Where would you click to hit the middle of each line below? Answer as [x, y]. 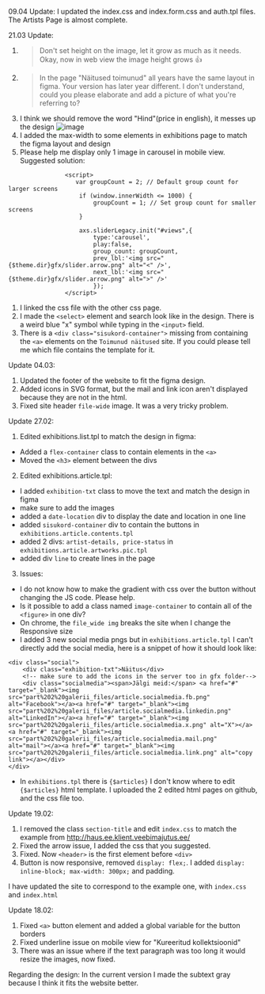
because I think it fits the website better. [74, 983]
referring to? [60, 103]
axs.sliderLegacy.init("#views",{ [136, 231]
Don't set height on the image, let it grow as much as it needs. [140, 50]
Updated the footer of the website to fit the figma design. [112, 380]
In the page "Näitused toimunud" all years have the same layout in [147, 78]
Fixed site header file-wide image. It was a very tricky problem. [124, 406]
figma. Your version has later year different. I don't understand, [142, 86]
